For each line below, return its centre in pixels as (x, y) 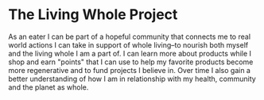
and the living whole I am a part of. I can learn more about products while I (130, 53)
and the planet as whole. (49, 87)
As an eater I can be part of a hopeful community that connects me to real (130, 37)
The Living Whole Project (93, 15)
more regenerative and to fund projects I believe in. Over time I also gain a (129, 70)
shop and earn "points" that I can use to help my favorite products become (131, 62)
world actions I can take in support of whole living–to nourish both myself (128, 44)
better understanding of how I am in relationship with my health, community (132, 79)
